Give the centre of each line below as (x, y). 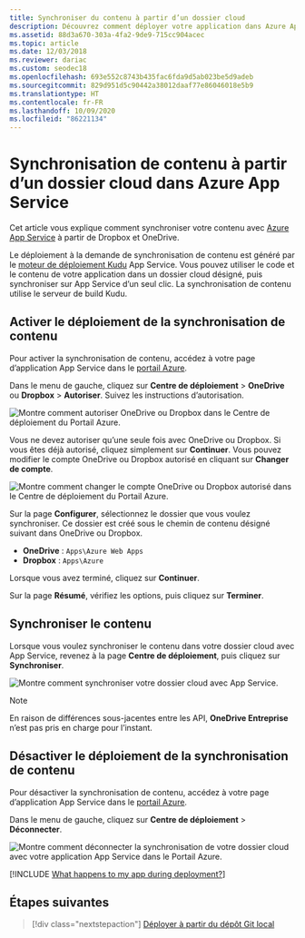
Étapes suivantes (59, 902)
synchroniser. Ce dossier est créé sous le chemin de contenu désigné (140, 523)
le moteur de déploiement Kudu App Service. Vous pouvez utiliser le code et (152, 265)
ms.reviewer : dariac (49, 60)
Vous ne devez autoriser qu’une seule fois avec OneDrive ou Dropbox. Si (145, 439)
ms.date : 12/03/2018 (49, 52)
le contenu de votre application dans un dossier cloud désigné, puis (136, 274)
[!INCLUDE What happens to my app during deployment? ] (118, 874)
